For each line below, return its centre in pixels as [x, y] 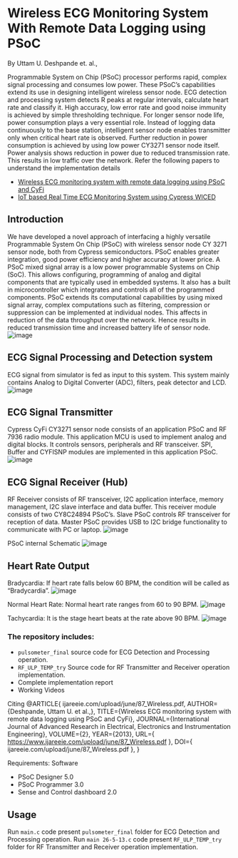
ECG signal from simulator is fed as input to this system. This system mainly [119, 374]
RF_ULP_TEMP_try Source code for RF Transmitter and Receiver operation [124, 668]
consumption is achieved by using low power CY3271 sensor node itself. [114, 145]
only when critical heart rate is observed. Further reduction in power [108, 138]
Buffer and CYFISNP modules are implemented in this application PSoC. [113, 452]
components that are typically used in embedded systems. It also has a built [119, 282]
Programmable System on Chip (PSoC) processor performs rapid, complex [117, 77]
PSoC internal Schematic [44, 543]
